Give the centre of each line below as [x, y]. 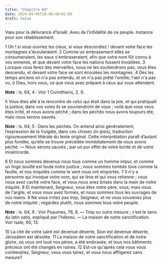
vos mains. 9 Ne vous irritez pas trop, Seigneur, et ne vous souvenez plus [78, 198]
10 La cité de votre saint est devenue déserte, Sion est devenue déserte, [77, 232]
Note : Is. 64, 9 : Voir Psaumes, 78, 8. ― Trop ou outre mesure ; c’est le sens [81, 212]
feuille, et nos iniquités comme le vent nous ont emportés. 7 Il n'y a [72, 172]
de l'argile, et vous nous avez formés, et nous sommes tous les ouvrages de [81, 192]
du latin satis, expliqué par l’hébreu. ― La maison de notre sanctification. [77, 217]
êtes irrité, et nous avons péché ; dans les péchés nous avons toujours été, [80, 112]
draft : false [18, 18]
